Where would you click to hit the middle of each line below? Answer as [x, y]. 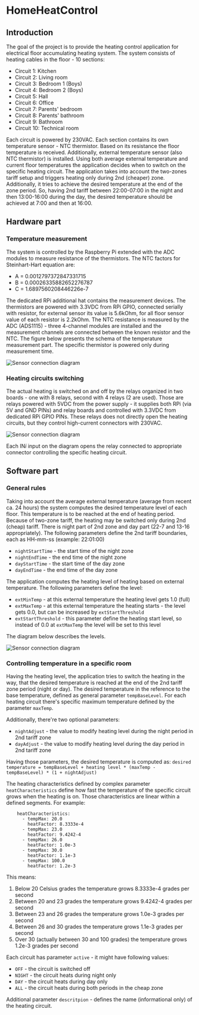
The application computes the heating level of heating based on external [95, 581]
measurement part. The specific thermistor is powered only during [88, 345]
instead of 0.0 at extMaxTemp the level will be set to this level [88, 625]
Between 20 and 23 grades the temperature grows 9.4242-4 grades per [103, 901]
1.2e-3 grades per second [46, 945]
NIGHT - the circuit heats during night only [66, 975]
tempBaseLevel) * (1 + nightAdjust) [52, 773]
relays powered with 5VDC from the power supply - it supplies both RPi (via [99, 404]
